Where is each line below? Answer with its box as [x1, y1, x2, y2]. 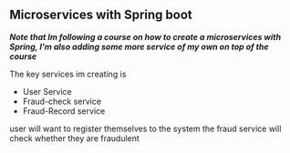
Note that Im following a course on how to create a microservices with [9, 31, 281, 42]
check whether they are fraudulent [9, 132, 140, 144]
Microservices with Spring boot [9, 7, 193, 23]
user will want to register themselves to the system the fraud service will [9, 123, 282, 134]
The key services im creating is [9, 68, 127, 79]
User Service [22, 86, 73, 97]
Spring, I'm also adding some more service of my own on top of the [9, 41, 269, 52]
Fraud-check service [22, 96, 102, 107]
